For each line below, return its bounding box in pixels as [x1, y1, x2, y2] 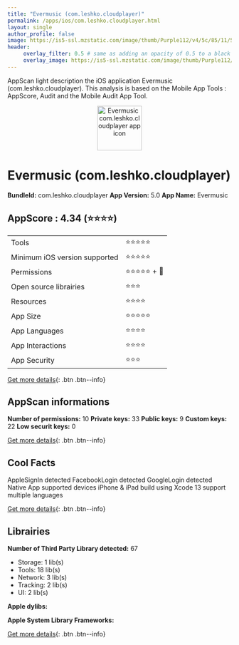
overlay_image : [23, 57, 69, 64]
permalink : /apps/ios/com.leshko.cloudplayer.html [7, 17, 161, 24]
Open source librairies [11, 282, 85, 291]
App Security [11, 356, 55, 365]
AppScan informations [7, 396, 110, 408]
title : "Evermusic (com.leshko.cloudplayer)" [7, 10, 144, 18]
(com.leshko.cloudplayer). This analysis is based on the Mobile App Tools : [7, 83, 227, 93]
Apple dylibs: [7, 602, 48, 610]
